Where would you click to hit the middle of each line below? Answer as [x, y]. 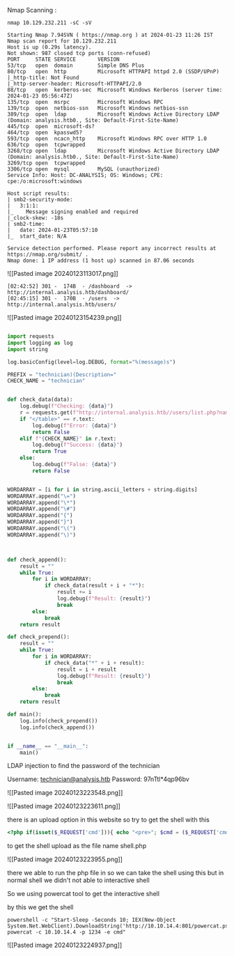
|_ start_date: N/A [37, 236]
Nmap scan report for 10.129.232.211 [62, 41]
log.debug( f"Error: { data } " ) [75, 425]
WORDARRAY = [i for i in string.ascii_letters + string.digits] [102, 489]
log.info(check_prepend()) [59, 720]
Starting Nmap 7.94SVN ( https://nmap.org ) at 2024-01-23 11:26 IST [110, 35]
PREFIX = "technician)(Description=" [62, 375]
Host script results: [39, 194]
